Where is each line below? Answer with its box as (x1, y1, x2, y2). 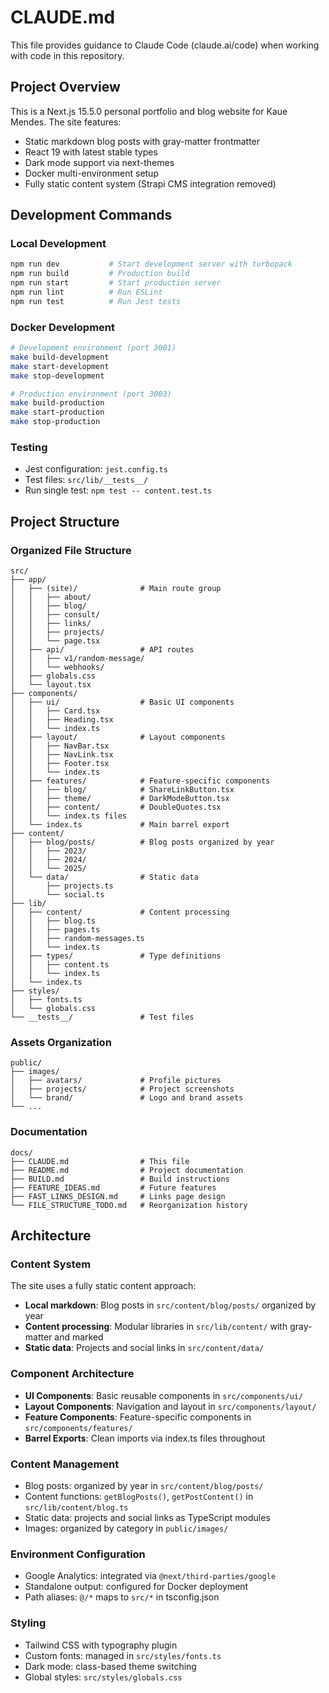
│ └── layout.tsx (10, 680, 92, 690)
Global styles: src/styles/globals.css (24, 1671, 183, 1683)
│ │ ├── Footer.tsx (10, 759, 110, 769)
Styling (10, 1616, 47, 1630)
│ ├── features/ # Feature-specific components (10, 776, 271, 786)
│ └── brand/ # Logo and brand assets (10, 1093, 244, 1103)
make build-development (10, 352, 110, 362)
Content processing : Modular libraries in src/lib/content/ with (24, 1321, 288, 1333)
